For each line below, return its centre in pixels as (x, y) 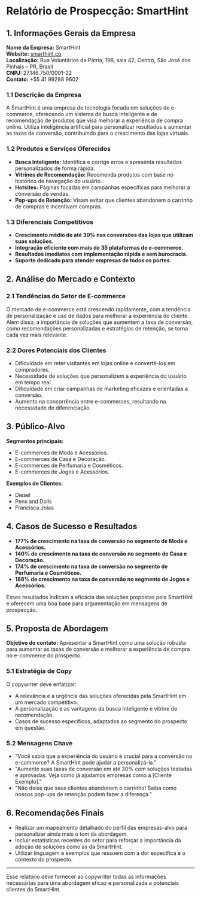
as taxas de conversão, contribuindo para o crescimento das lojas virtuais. (98, 134)
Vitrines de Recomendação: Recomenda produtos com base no (94, 174)
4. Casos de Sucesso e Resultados (72, 527)
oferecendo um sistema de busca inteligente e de (96, 114)
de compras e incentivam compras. (58, 206)
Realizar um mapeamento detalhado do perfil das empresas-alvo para (101, 827)
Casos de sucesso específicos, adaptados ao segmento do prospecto (101, 721)
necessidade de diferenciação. (53, 408)
